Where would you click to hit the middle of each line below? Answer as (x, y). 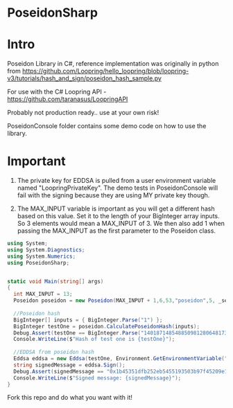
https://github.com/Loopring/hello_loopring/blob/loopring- (105, 71)
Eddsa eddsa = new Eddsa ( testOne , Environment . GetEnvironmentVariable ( (119, 359)
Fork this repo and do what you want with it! (70, 398)
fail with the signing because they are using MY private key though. (113, 195)
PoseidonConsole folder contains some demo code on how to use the (107, 126)
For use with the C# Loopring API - (57, 92)
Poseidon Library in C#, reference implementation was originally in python (113, 64)
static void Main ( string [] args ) (55, 281)
